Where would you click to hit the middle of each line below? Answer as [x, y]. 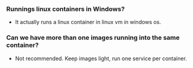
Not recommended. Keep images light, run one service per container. [101, 58]
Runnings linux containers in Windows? [65, 9]
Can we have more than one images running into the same [93, 38]
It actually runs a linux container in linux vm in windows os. [88, 22]
